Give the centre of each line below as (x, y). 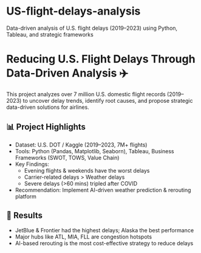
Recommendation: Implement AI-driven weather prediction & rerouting (103, 190)
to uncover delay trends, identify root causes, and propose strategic (108, 100)
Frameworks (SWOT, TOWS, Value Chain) (67, 158)
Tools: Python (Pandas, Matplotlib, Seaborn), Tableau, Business (94, 151)
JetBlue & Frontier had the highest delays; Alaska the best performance (104, 230)
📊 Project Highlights (46, 127)
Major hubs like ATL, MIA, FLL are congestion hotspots (83, 237)
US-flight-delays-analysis (73, 11)
